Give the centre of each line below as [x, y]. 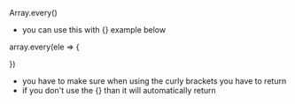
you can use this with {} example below [94, 30]
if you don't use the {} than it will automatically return [119, 90]
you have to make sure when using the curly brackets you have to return [154, 81]
